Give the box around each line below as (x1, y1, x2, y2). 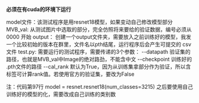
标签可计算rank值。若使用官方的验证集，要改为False (6, 71, 135, 77)
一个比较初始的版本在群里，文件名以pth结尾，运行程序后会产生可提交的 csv (6, 41, 192, 48)
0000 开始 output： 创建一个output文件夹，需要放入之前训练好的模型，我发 (6, 33, 192, 40)
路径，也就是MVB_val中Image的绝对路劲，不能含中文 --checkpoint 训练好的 (6, 56, 192, 63)
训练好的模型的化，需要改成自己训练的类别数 (6, 90, 116, 98)
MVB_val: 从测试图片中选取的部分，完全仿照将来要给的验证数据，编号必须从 (6, 26, 192, 33)
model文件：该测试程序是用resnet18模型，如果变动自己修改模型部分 (6, 18, 173, 26)
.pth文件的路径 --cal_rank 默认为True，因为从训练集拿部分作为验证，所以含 (6, 63, 191, 70)
